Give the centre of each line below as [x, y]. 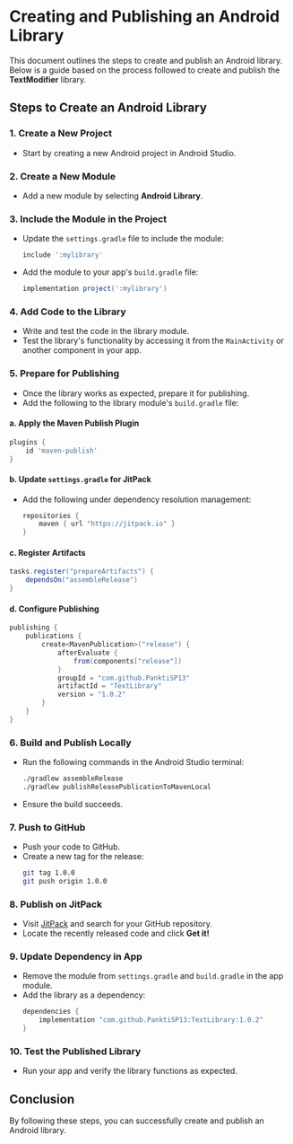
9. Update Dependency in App [76, 956]
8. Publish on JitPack [56, 904]
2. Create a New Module [63, 176]
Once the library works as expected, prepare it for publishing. [136, 393]
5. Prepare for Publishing [65, 374]
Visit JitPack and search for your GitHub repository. [117, 924]
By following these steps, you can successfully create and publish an [137, 1121]
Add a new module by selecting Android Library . [112, 196]
